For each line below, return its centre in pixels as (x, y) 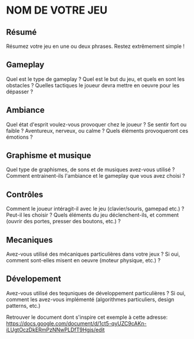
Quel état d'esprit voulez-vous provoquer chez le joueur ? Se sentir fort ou (96, 124)
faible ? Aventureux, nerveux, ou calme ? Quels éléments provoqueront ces (97, 131)
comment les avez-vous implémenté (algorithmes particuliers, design (90, 299)
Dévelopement (34, 279)
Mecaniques (29, 240)
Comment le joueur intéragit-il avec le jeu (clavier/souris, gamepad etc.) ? (95, 209)
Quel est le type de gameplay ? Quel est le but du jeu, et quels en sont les (95, 79)
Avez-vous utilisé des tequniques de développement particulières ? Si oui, (96, 293)
